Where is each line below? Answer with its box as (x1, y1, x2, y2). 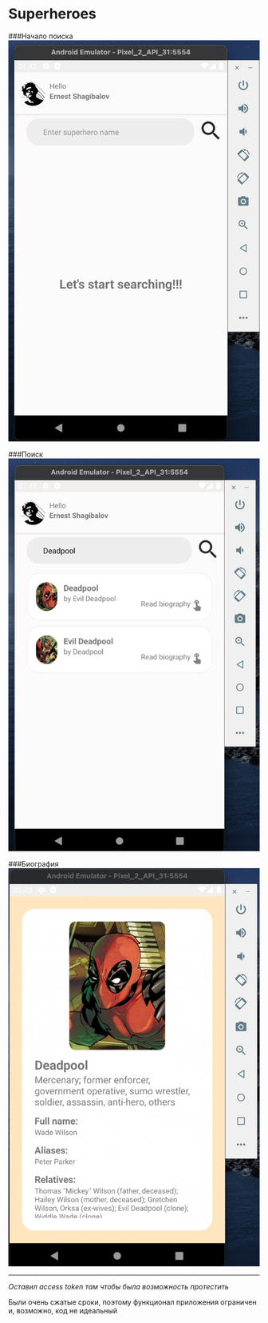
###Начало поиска (8, 31, 73, 41)
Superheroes (8, 5, 97, 23)
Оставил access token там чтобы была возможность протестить (8, 1281, 230, 1291)
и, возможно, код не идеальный (8, 1305, 118, 1315)
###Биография (8, 859, 59, 869)
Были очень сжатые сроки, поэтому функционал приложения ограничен (8, 1297, 257, 1307)
